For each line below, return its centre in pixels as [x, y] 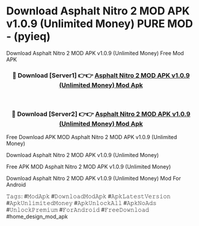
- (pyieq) [29, 37]
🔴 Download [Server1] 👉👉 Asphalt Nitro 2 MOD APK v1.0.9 [101, 75]
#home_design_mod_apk [37, 216]
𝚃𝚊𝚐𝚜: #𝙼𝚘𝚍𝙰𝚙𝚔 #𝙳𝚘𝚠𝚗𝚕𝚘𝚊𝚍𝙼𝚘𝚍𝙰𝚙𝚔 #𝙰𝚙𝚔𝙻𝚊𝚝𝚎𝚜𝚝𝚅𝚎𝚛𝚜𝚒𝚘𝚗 [89, 196]
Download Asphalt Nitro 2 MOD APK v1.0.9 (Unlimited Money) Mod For [94, 178]
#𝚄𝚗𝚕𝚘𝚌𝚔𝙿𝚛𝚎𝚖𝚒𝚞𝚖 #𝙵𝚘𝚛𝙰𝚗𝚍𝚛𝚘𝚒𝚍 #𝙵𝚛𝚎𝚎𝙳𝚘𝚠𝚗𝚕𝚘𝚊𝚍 [78, 210]
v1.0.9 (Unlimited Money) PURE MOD [100, 24]
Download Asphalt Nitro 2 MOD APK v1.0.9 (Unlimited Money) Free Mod [95, 53]
